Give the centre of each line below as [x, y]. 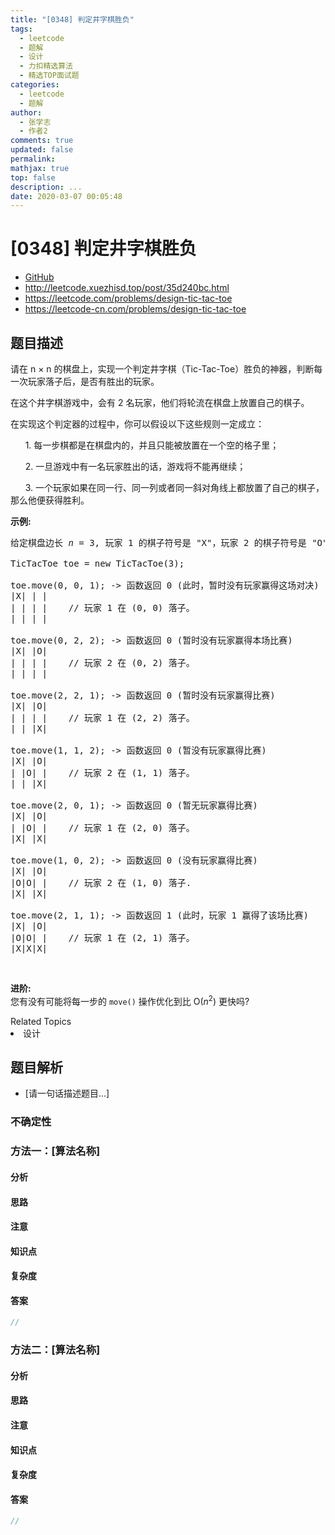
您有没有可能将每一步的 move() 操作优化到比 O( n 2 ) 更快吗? [130, 1000]
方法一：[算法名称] [55, 1151]
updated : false [42, 150]
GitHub [39, 277]
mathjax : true [40, 168]
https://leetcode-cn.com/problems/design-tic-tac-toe [135, 309]
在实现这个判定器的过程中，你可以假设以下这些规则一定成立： [137, 424]
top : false [33, 177]
